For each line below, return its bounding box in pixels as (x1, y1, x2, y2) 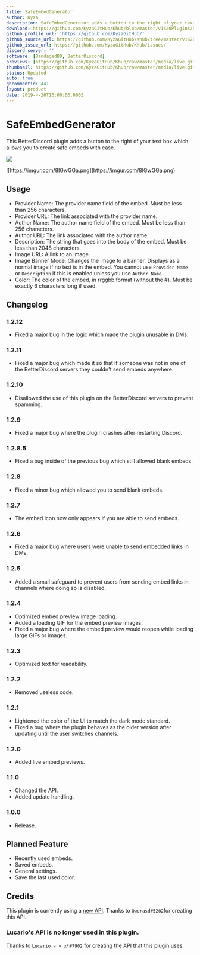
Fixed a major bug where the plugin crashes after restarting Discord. (14, 429, 183, 437)
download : (6, 25, 31, 32)
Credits (6, 891, 35, 901)
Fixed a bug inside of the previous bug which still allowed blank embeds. (14, 457, 193, 465)
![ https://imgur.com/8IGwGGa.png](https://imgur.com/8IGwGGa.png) (6, 167, 176, 174)
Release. (14, 822, 36, 829)
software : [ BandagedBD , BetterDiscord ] (6, 53, 105, 59)
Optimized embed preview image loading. (14, 613, 117, 620)
